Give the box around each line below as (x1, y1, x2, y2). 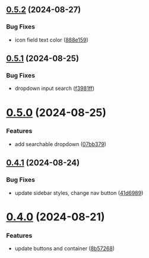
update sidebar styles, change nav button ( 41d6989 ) (14, 189, 144, 196)
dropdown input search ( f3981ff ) (14, 85, 95, 92)
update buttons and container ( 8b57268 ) (14, 245, 115, 252)
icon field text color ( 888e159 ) (14, 36, 89, 43)
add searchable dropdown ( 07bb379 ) (14, 140, 107, 148)
